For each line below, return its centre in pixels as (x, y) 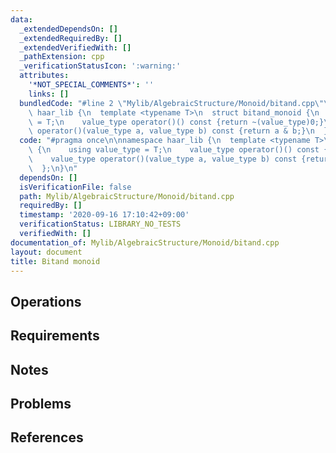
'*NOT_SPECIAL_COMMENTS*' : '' (91, 85)
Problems (41, 403)
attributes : (44, 76)
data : (21, 19)
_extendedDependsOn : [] (68, 29)
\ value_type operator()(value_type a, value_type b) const (163, 159)
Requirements (55, 336)
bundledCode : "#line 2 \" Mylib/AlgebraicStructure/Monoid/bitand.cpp (167, 103)
